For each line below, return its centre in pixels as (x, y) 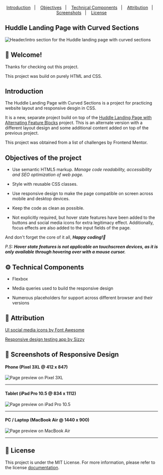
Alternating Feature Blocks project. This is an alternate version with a (74, 123)
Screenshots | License (81, 13)
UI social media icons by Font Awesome (45, 330)
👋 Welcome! (24, 55)
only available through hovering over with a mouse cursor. (65, 252)
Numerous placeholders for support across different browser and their (82, 298)
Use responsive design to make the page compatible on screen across (82, 194)
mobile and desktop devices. (41, 199)
